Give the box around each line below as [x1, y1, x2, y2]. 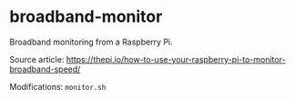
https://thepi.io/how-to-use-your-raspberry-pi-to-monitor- [66, 54, 286, 64]
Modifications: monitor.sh [9, 81, 107, 92]
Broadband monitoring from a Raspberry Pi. [9, 36, 173, 47]
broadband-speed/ [9, 64, 81, 74]
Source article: [9, 54, 65, 64]
